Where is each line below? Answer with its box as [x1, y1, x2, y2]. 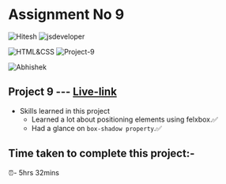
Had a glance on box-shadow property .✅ [31, 123, 162, 133]
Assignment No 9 [8, 6, 125, 24]
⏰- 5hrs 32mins [8, 167, 59, 177]
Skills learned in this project [19, 106, 111, 115]
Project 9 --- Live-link [8, 85, 117, 99]
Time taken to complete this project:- [8, 147, 195, 160]
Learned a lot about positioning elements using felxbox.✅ [31, 115, 219, 124]
